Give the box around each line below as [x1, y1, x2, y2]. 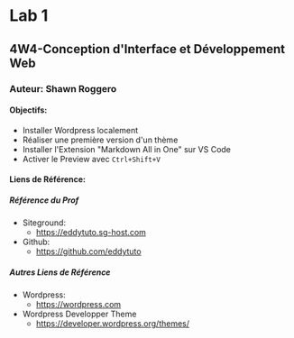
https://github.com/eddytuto [35, 246, 142, 257]
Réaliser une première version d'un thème [22, 134, 179, 145]
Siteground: [22, 217, 66, 228]
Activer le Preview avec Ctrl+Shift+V [22, 153, 161, 164]
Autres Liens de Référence [9, 267, 111, 278]
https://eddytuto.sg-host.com [35, 227, 147, 238]
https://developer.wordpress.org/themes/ [35, 318, 190, 329]
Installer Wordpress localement [22, 124, 139, 135]
